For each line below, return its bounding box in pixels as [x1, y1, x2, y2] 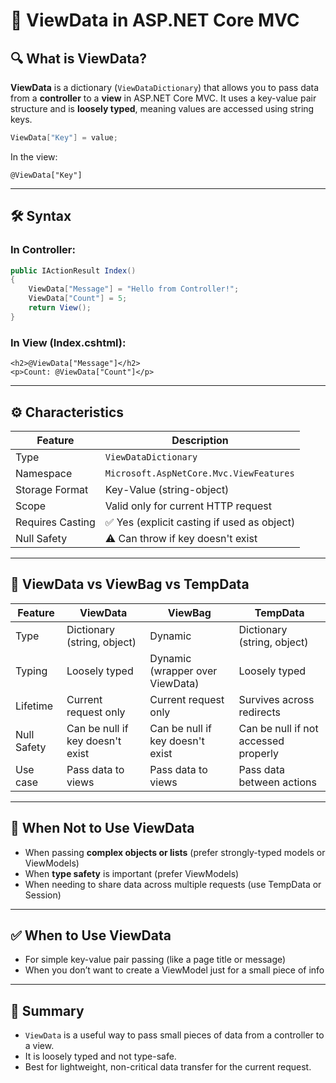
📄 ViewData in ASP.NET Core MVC [10, 9, 300, 32]
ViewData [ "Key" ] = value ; [10, 133, 118, 143]
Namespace [15, 466, 73, 480]
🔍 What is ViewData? [10, 50, 147, 67]
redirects [238, 705, 281, 719]
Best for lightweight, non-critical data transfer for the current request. [24, 1061, 312, 1073]
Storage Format [15, 482, 89, 496]
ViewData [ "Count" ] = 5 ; [28, 294, 128, 304]
